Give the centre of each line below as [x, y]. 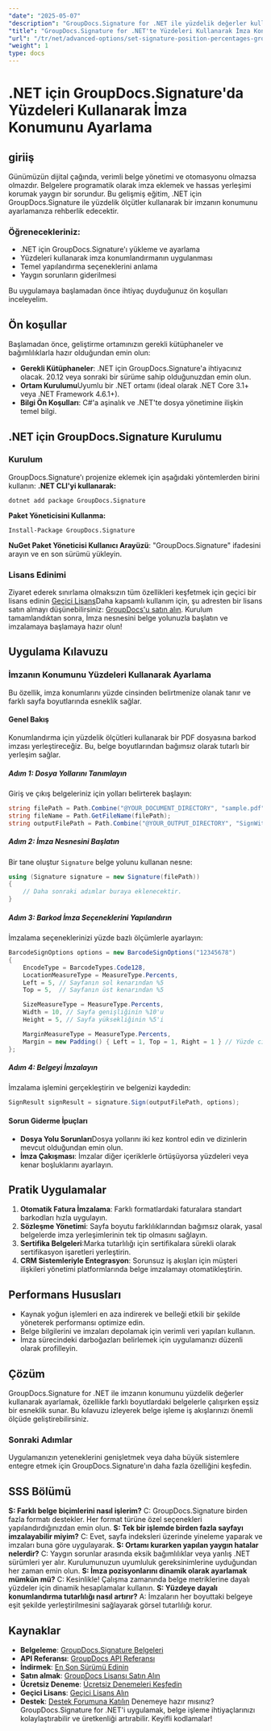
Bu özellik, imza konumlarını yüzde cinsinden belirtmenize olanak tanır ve [130, 692]
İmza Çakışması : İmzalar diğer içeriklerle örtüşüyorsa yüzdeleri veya [134, 1156]
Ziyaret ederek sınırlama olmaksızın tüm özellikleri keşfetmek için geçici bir [132, 592]
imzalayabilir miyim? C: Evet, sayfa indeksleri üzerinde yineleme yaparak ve [136, 1537]
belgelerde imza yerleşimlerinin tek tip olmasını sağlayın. [114, 1235]
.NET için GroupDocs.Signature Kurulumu [115, 437]
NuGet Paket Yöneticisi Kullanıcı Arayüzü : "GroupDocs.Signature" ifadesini [135, 545]
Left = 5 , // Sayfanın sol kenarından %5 [93, 983]
